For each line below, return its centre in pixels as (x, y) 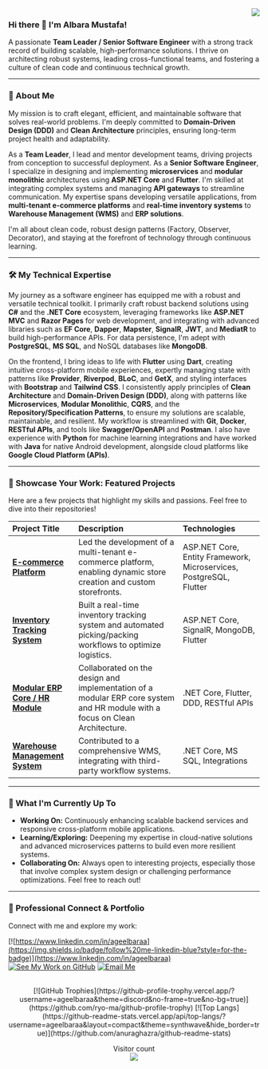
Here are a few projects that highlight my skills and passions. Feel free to (128, 501)
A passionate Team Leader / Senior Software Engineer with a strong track (131, 42)
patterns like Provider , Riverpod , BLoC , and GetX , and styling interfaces (128, 378)
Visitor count (134, 1048)
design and (99, 678)
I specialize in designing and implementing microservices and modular (126, 171)
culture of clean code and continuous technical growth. (99, 68)
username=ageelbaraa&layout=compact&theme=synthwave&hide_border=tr (134, 1024)
